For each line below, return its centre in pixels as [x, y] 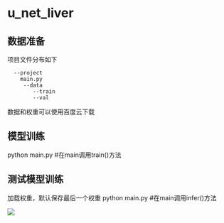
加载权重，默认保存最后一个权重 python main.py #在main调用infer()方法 [112, 197]
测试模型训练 [36, 179]
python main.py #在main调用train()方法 [64, 155]
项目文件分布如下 [32, 59]
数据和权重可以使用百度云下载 [51, 112]
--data [33, 85]
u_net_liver [41, 13]
